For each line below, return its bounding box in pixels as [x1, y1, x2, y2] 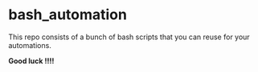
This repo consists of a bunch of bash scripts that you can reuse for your [8, 32, 251, 42]
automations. [8, 40, 52, 50]
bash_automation [8, 6, 127, 24]
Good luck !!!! [8, 56, 55, 66]
